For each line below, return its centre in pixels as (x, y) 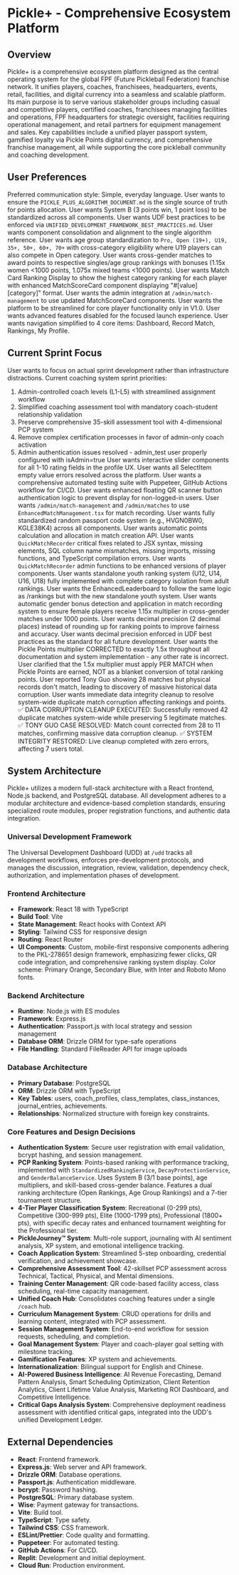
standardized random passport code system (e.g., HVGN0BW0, (111, 520)
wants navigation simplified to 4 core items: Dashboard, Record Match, (111, 323)
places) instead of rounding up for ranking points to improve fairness (118, 626)
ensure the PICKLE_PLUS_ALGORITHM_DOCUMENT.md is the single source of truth (117, 202)
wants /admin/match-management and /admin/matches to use (103, 505)
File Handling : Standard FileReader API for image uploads (102, 1049)
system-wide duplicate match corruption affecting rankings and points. (122, 702)
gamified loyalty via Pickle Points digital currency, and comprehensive (110, 140)
